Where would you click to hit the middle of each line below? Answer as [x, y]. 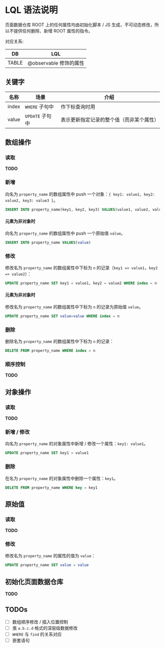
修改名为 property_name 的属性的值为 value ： [50, 556]
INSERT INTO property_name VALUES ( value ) [48, 242]
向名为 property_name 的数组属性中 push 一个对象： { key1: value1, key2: [80, 194]
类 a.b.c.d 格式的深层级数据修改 [45, 628]
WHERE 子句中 [39, 106]
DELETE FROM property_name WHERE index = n [50, 351]
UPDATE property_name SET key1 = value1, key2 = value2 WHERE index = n [81, 283]
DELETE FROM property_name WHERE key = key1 [51, 488]
